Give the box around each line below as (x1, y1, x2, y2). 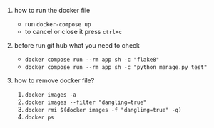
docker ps (24, 114, 55, 121)
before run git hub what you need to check (14, 41, 141, 49)
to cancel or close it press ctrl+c (24, 28, 123, 36)
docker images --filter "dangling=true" (24, 99, 147, 106)
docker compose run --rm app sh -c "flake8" (24, 56, 160, 63)
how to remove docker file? (14, 76, 95, 85)
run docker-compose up (24, 20, 91, 28)
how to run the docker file (14, 6, 91, 14)
